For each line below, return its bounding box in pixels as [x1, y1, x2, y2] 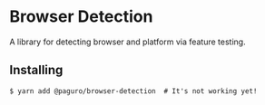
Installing [9, 62, 64, 78]
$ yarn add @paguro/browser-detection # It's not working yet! [9, 86, 258, 96]
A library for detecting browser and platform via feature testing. [9, 36, 247, 47]
